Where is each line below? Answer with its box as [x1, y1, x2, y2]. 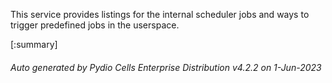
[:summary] [10, 39, 58, 50]
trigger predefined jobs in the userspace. [10, 19, 180, 31]
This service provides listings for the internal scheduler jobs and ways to [10, 9, 310, 20]
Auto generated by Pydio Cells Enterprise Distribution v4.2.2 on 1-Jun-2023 [10, 61, 322, 73]
